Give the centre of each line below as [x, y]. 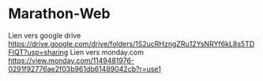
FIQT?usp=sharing [38, 52]
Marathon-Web [59, 14]
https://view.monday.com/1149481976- [71, 61]
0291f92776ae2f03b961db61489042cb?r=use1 [85, 68]
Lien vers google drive [45, 35]
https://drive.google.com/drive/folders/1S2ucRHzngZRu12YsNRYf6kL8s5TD [131, 43]
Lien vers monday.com [107, 52]
